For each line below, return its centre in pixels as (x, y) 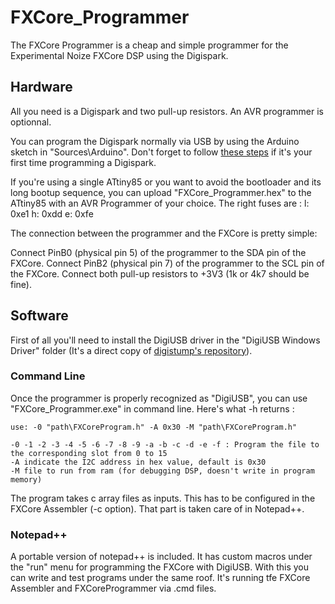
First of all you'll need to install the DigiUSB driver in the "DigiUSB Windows (165, 340)
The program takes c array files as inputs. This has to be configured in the (163, 498)
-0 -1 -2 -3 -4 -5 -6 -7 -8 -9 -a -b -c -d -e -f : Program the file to (165, 444)
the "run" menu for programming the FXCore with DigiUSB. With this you (160, 567)
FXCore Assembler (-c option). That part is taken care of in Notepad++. (157, 508)
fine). (21, 284)
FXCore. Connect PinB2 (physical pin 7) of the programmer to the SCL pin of (167, 263)
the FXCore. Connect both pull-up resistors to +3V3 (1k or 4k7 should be (160, 273)
